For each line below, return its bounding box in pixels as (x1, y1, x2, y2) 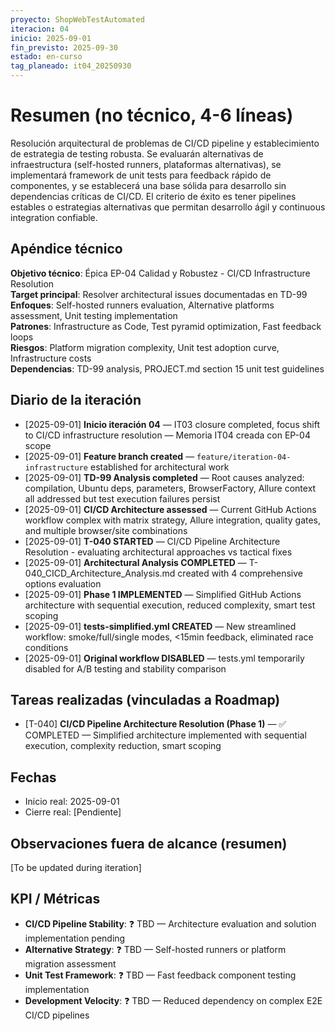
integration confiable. (10, 211, 98, 223)
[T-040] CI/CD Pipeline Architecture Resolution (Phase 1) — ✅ (24, 718, 287, 730)
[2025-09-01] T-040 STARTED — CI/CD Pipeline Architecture (24, 535, 281, 547)
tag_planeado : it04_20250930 (10, 61, 132, 71)
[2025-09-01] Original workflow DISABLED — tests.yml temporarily (24, 652, 305, 664)
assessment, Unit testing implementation (10, 309, 178, 321)
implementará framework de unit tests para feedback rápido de (10, 169, 272, 181)
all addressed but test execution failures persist (24, 492, 221, 505)
